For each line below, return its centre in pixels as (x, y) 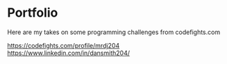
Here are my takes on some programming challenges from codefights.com (114, 32)
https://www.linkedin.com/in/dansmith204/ (69, 53)
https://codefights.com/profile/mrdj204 (64, 45)
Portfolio (33, 13)
